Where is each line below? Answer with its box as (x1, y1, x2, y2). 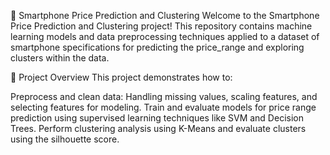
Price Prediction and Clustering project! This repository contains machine (10, 20, 313, 32)
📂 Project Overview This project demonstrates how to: (10, 71, 233, 83)
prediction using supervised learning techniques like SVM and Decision (10, 112, 304, 124)
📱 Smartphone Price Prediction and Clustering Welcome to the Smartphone (10, 10, 320, 21)
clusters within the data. (10, 52, 110, 64)
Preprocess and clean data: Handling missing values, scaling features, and (10, 91, 318, 102)
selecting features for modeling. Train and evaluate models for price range (10, 101, 317, 113)
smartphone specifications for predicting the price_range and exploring (10, 41, 305, 53)
